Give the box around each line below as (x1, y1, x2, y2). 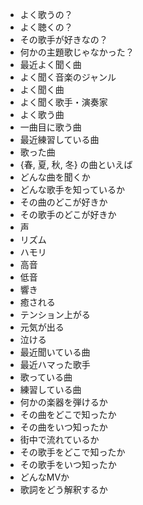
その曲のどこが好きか (19, 196, 108, 208)
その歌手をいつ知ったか (19, 459, 117, 470)
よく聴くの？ (19, 21, 73, 33)
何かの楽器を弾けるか (19, 396, 108, 408)
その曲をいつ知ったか (19, 421, 108, 433)
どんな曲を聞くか (19, 171, 91, 183)
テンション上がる (19, 309, 91, 320)
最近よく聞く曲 (19, 59, 82, 70)
